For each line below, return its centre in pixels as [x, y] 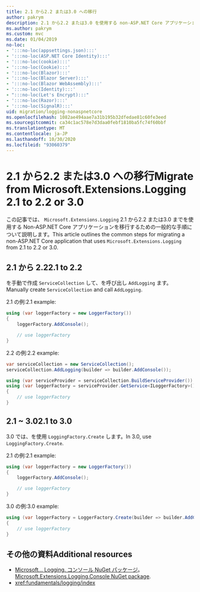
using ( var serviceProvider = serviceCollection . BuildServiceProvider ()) [100, 380]
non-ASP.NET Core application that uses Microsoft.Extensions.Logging [94, 241]
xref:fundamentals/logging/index [55, 583]
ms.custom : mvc [25, 34]
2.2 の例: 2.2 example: [33, 353]
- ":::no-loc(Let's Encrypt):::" [48, 95]
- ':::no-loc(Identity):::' [41, 90]
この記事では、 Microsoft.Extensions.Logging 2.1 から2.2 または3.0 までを [97, 219]
